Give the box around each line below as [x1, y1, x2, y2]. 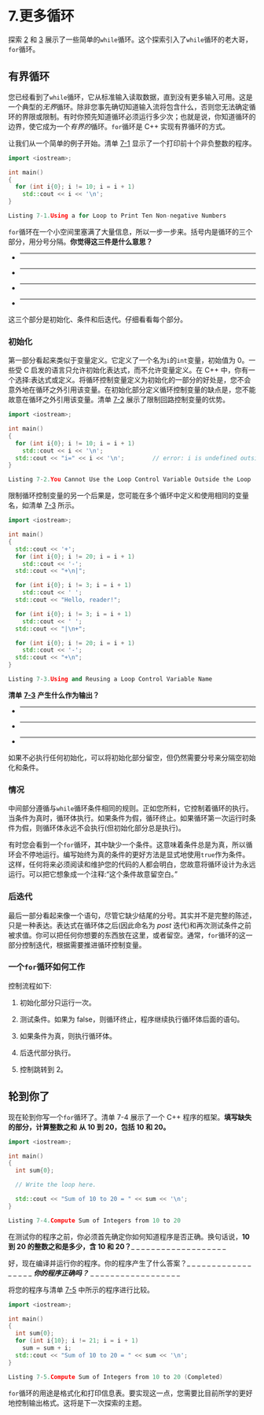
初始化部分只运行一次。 [19, 997, 96, 1007]
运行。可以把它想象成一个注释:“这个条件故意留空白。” [8, 870, 178, 879]
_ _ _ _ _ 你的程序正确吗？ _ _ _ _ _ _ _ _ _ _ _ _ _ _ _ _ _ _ [8, 1268, 181, 1277]
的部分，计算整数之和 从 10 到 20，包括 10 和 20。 [8, 1122, 170, 1132]
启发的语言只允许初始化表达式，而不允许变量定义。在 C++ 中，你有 [31, 365, 249, 375]
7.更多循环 [8, 7, 75, 25]
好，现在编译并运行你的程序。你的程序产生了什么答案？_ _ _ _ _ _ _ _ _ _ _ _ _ [8, 1258, 251, 1268]
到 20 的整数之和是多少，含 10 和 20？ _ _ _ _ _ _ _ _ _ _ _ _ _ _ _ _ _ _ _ [8, 1241, 226, 1251]
